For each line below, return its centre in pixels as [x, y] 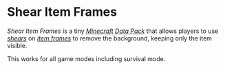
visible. [17, 45]
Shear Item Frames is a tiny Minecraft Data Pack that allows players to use [113, 31]
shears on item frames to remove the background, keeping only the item [109, 38]
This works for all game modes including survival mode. [86, 58]
